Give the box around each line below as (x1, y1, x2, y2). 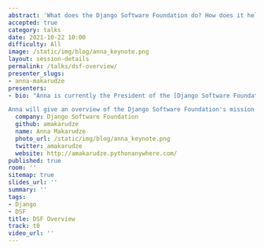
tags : (8, 193, 26, 200)
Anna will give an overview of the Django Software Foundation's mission (8, 106, 255, 114)
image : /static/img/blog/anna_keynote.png (8, 48, 149, 56)
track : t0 (8, 222, 41, 230)
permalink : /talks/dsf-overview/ (8, 63, 118, 70)
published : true (8, 157, 61, 164)
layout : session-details (8, 56, 90, 63)
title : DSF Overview (8, 215, 76, 223)
